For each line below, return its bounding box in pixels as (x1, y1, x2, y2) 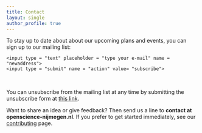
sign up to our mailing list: (6, 43, 71, 51)
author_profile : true (6, 20, 61, 26)
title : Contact (6, 9, 45, 15)
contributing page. (6, 120, 53, 127)
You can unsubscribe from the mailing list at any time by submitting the (6, 88, 184, 96)
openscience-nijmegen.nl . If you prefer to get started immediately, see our (6, 113, 196, 121)
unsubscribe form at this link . (6, 95, 80, 102)
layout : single (6, 15, 45, 21)
